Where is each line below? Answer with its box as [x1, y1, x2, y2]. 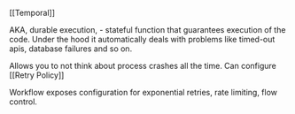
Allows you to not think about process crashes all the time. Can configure [9, 61, 276, 71]
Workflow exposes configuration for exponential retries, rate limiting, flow [9, 87, 277, 97]
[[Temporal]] [9, 8, 56, 18]
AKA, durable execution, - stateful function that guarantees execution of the [9, 25, 286, 34]
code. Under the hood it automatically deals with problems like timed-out [9, 34, 276, 44]
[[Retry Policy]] [9, 70, 65, 80]
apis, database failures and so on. [9, 43, 133, 54]
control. [9, 96, 38, 107]
